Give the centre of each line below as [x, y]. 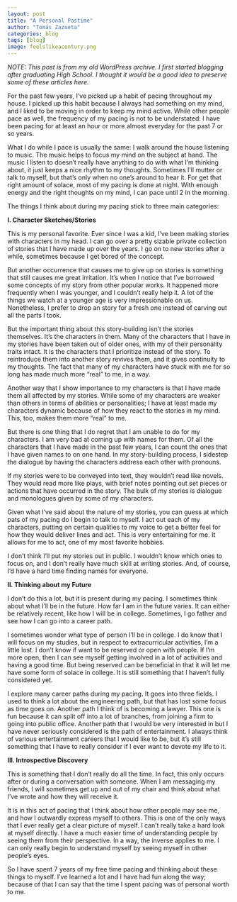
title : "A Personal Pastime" [50, 21]
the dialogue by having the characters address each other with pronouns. [114, 462]
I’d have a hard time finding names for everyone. [78, 571]
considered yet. [30, 680]
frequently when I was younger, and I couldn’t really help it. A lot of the [110, 293]
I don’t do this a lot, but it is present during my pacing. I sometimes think [112, 598]
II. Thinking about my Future [50, 585]
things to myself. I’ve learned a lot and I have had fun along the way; [107, 877]
